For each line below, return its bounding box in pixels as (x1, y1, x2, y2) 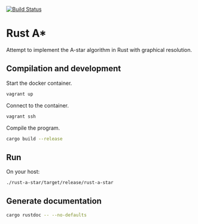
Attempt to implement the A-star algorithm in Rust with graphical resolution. (6, 46, 193, 53)
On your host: (6, 168, 40, 176)
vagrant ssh (6, 113, 36, 119)
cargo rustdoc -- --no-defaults (6, 212, 87, 218)
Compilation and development (6, 63, 121, 74)
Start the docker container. (6, 79, 72, 87)
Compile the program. (6, 124, 60, 131)
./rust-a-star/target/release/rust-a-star (6, 180, 114, 186)
